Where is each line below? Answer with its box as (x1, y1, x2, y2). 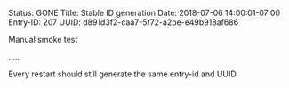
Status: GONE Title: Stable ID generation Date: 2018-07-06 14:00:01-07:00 (8, 8, 281, 18)
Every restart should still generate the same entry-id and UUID (8, 68, 237, 79)
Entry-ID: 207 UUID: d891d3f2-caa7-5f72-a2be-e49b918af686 (8, 17, 239, 28)
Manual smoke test (8, 35, 78, 44)
